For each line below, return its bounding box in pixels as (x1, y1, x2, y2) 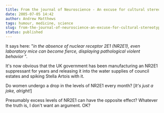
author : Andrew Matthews (5, 16, 56, 21)
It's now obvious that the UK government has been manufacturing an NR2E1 (5, 63, 158, 69)
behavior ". (5, 54, 28, 59)
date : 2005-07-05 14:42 (5, 12, 54, 17)
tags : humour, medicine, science (5, 20, 73, 26)
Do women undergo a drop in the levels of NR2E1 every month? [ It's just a (5, 83, 154, 88)
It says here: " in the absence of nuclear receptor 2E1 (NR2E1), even (5, 43, 141, 49)
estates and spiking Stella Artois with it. (5, 74, 85, 79)
